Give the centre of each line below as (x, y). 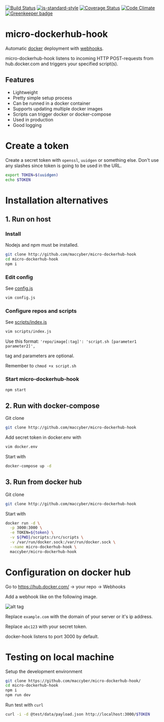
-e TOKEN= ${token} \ (32, 533)
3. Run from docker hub (44, 482)
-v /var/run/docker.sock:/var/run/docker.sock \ (63, 542)
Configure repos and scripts (41, 311)
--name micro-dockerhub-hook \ (43, 547)
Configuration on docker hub (68, 572)
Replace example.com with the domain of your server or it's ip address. (79, 616)
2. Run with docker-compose (53, 406)
